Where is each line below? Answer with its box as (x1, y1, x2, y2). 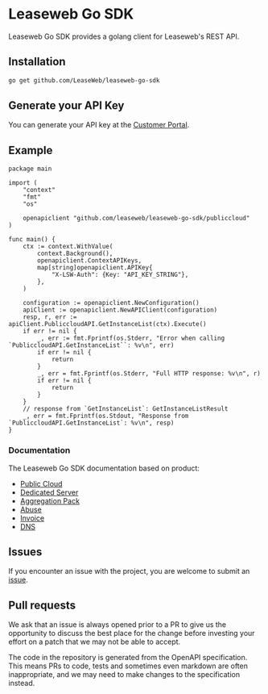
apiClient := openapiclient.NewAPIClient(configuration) (23, 306, 218, 315)
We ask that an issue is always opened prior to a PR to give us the (8, 620, 227, 629)
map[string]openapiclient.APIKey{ (37, 264, 153, 272)
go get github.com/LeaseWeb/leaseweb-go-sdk (8, 76, 160, 85)
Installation (8, 55, 66, 69)
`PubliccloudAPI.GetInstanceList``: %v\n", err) (8, 341, 175, 349)
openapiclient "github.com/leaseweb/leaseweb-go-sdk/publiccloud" (23, 215, 250, 223)
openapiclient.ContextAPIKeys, (37, 257, 142, 265)
